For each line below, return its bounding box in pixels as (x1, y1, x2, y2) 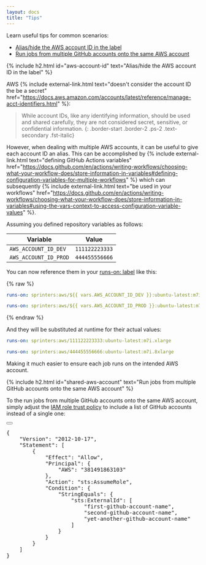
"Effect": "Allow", (45, 454, 104, 461)
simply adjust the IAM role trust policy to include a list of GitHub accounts (6, 403, 192, 410)
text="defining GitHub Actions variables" (29, 156, 132, 163)
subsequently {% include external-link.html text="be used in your (6, 182, 172, 190)
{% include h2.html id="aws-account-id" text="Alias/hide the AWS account (6, 62, 196, 69)
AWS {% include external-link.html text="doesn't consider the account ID (6, 80, 191, 88)
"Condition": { (45, 485, 91, 491)
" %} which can (125, 176, 166, 183)
